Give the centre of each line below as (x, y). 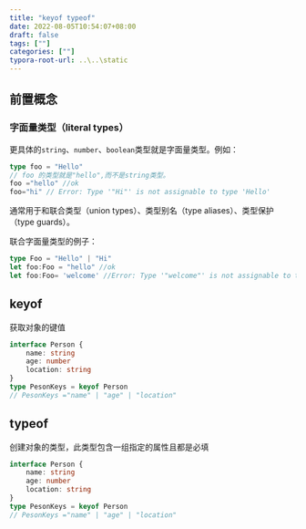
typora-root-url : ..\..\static (69, 60)
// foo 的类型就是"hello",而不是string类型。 (90, 175)
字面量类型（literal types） (69, 128)
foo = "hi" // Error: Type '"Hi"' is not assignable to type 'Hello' (140, 192)
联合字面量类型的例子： (53, 242)
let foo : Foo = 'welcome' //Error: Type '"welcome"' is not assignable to (150, 275)
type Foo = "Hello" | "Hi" (61, 259)
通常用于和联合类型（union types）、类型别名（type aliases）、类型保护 (142, 211)
